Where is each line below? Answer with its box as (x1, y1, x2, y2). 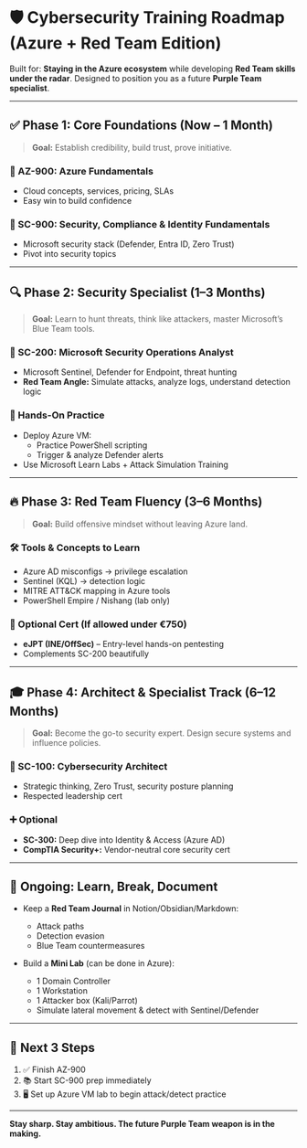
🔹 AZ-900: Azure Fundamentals (9, 165, 153, 177)
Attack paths (36, 920, 85, 932)
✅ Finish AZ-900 (22, 1064, 87, 1075)
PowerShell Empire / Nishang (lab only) (22, 595, 171, 606)
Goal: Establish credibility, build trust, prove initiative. (31, 142, 233, 153)
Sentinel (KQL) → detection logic (22, 575, 146, 586)
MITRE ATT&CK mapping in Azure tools (22, 585, 171, 596)
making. (9, 1128, 42, 1139)
